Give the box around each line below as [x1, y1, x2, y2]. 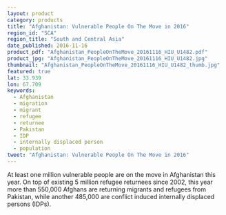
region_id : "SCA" [7, 29, 57, 37]
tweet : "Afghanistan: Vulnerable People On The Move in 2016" [7, 151, 189, 159]
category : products [7, 17, 63, 24]
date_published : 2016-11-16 [7, 42, 88, 49]
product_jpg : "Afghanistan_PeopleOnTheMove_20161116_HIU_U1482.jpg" [7, 55, 208, 62]
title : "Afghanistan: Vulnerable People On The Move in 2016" [7, 23, 189, 30]
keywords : [7, 87, 36, 94]
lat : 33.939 [7, 74, 41, 82]
